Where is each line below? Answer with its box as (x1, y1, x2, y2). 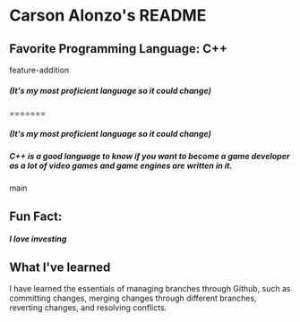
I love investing (9, 233, 67, 244)
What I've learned (9, 259, 111, 275)
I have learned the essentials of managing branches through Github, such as (9, 284, 291, 294)
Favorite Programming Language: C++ (9, 41, 228, 56)
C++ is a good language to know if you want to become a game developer (9, 150, 290, 161)
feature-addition (9, 64, 70, 75)
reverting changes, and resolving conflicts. (9, 302, 167, 313)
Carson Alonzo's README (9, 5, 207, 26)
